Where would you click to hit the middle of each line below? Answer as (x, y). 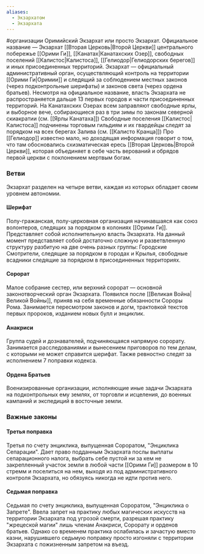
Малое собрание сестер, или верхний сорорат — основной (84, 287)
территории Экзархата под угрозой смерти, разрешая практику (90, 518)
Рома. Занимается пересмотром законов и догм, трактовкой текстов (97, 307)
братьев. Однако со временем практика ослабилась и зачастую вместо (101, 531)
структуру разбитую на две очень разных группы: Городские (87, 247)
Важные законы (31, 417)
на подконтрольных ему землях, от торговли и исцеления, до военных (99, 394)
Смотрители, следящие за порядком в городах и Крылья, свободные (97, 253)
